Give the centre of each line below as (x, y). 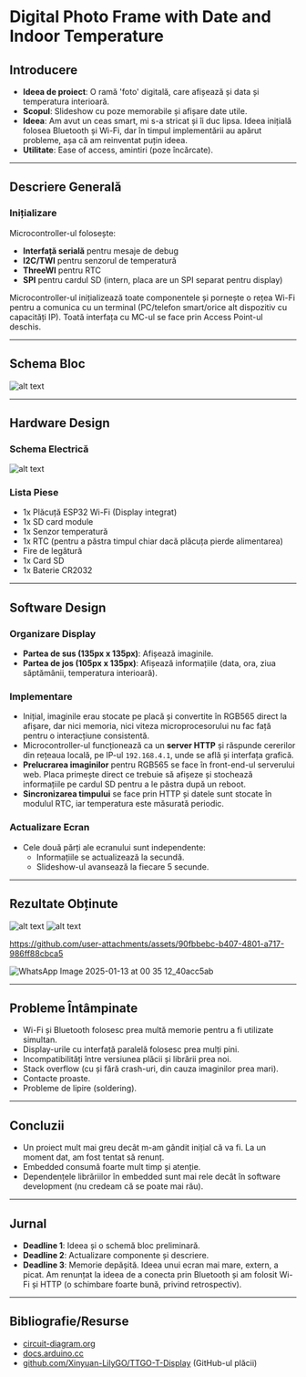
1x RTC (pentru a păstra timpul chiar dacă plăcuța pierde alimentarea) (153, 541)
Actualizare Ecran (50, 828)
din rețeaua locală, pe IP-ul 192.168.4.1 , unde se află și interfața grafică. (158, 756)
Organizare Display (53, 633)
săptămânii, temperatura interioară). (90, 673)
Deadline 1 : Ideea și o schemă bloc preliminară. (111, 1246)
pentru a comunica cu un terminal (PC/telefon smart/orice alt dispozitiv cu (148, 307)
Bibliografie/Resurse (69, 1322)
